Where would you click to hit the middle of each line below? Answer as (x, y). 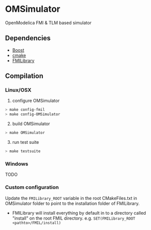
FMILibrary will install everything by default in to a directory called (79, 213)
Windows (17, 164)
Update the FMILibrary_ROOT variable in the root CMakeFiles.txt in (71, 198)
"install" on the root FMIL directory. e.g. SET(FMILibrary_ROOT (74, 218)
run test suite (26, 142)
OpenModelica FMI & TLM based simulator (48, 23)
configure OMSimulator (36, 101)
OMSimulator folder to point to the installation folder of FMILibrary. (72, 203)
